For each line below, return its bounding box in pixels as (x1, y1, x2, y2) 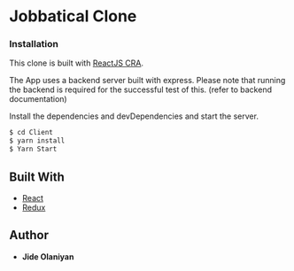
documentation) (9, 94, 68, 105)
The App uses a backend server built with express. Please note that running (9, 75, 286, 86)
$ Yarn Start (9, 144, 58, 154)
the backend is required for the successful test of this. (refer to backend (9, 84, 273, 95)
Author (9, 228, 49, 243)
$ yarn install (9, 136, 66, 145)
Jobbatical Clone (9, 6, 137, 27)
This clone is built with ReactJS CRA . (9, 58, 144, 68)
